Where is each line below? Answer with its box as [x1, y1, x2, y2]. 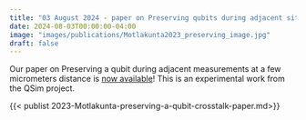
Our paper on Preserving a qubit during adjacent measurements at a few [9, 64, 281, 75]
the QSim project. [9, 83, 76, 94]
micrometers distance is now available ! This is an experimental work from [9, 74, 285, 85]
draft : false [9, 38, 59, 48]
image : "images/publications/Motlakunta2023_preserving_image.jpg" [9, 30, 271, 39]
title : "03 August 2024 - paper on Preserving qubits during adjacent [9, 13, 283, 23]
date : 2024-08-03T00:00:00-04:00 [9, 22, 137, 31]
